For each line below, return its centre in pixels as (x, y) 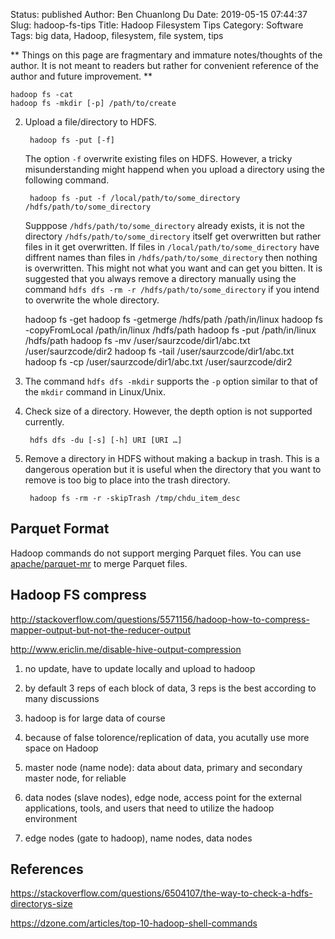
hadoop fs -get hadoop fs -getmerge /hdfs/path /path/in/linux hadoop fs (173, 319)
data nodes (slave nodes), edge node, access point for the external (163, 797)
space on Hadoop (61, 748)
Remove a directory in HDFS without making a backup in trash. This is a (172, 458)
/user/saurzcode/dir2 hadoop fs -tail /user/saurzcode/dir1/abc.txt (159, 351)
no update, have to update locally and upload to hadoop (140, 668)
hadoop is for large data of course (95, 718)
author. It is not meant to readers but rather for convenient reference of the (164, 65)
